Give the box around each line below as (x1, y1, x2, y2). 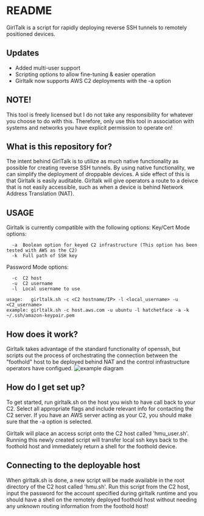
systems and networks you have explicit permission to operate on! (6, 124, 173, 131)
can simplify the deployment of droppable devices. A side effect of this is (6, 171, 190, 178)
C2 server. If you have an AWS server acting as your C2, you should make (6, 411, 192, 419)
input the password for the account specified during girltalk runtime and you (6, 489, 198, 497)
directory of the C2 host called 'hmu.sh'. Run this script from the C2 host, (6, 482, 190, 490)
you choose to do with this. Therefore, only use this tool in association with (6, 117, 194, 125)
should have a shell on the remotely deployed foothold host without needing (6, 496, 197, 503)
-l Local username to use (12, 286, 80, 292)
